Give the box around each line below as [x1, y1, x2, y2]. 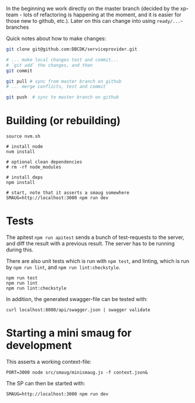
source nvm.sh [6, 134, 41, 139]
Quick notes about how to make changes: [6, 35, 107, 42]
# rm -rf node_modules [6, 164, 61, 170]
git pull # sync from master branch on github [6, 78, 122, 84]
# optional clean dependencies [6, 159, 83, 165]
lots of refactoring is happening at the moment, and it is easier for [23, 11, 182, 18]
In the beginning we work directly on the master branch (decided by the [6, 5, 179, 12]
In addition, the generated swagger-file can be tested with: [6, 296, 148, 302]
